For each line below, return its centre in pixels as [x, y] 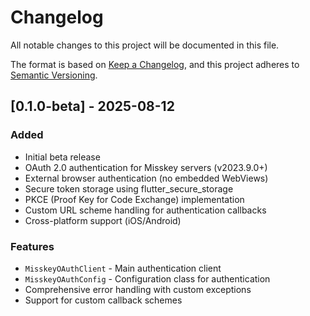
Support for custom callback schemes [103, 300]
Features [32, 246]
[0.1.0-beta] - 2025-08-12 [92, 106]
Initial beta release [62, 157]
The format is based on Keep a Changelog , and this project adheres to [155, 64]
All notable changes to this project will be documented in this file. [145, 45]
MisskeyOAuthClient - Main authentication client [123, 268]
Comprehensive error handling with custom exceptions [138, 289]
